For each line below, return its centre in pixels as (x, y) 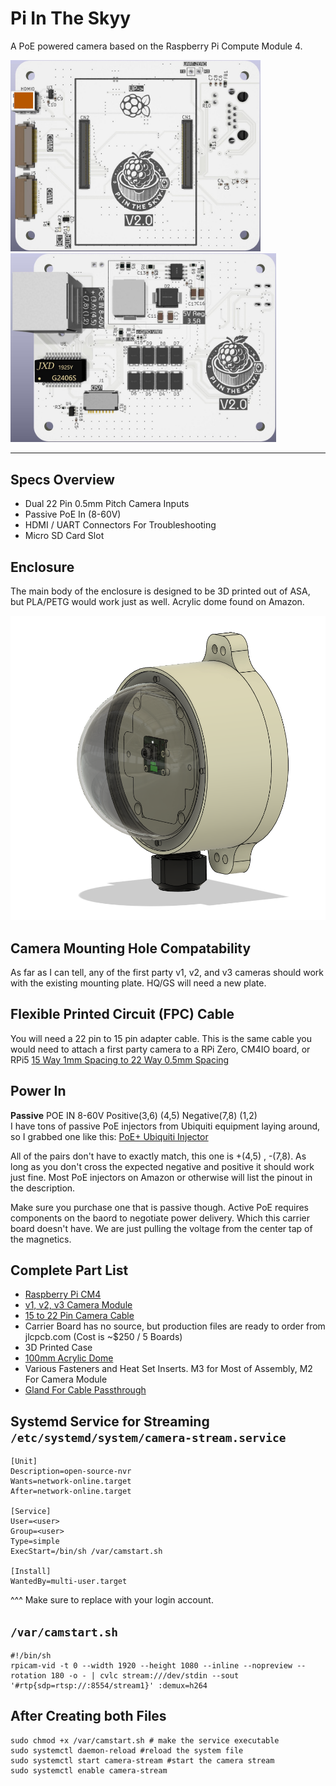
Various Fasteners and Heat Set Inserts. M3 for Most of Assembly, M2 (168, 1369)
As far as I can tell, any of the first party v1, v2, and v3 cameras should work (167, 972)
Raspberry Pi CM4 (63, 1294)
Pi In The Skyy (71, 18)
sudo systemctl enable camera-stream (89, 1770)
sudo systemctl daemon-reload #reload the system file (127, 1750)
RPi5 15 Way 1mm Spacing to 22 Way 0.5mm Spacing (120, 1059)
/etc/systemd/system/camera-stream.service (148, 1437)
